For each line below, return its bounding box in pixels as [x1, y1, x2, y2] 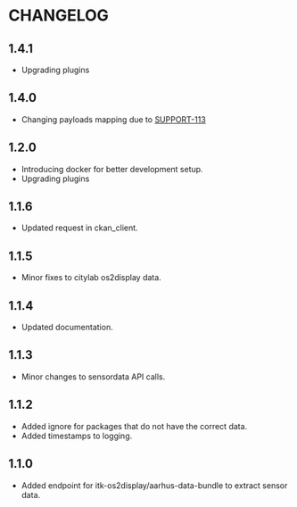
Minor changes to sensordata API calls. [21, 371, 166, 382]
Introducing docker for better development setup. [21, 163, 203, 174]
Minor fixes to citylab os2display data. [21, 272, 161, 283]
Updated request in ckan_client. [21, 222, 139, 233]
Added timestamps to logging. [21, 430, 133, 441]
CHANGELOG [8, 5, 109, 26]
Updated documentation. [21, 322, 113, 333]
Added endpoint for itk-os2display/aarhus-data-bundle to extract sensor [21, 479, 288, 491]
